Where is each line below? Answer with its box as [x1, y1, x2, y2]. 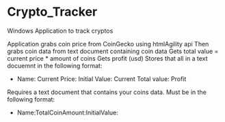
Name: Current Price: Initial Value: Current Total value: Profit [16, 74, 187, 82]
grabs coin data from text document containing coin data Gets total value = [7, 47, 219, 55]
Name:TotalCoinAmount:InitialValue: [16, 108, 118, 117]
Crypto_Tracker [7, 4, 98, 20]
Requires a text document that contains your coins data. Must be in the [7, 88, 207, 96]
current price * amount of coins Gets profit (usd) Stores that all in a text [7, 54, 208, 62]
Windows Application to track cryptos [7, 27, 114, 35]
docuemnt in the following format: [7, 61, 103, 70]
